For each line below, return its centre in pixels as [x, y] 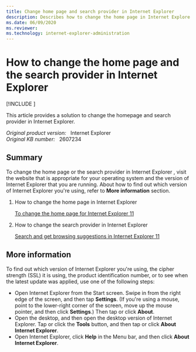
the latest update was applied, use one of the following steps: [80, 281]
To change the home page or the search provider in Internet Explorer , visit [96, 172]
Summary [24, 157]
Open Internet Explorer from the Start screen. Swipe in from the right [97, 293]
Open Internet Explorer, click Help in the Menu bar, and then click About [102, 337]
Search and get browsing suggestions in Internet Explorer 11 [87, 236]
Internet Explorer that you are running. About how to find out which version [97, 184]
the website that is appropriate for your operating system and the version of [98, 178]
